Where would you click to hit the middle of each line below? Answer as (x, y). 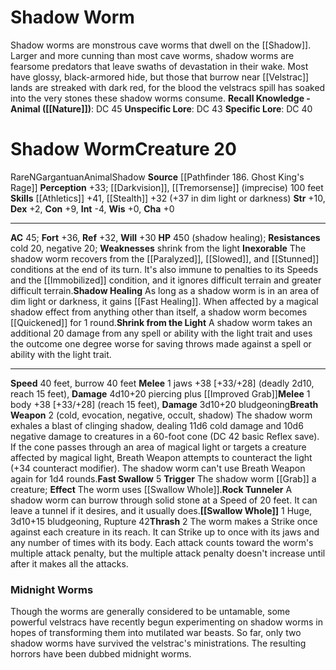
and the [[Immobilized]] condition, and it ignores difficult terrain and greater (166, 280)
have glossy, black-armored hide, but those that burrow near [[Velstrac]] (160, 77)
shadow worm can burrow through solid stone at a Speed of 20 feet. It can (164, 500)
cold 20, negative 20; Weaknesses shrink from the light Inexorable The (158, 248)
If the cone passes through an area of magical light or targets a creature (158, 447)
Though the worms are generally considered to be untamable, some (150, 612)
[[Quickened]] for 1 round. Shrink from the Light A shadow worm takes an (161, 322)
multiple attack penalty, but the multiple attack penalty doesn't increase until (168, 553)
